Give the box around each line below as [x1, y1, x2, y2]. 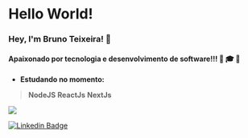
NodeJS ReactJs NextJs [27, 90, 112, 100]
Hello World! [8, 5, 93, 23]
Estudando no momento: [19, 75, 105, 84]
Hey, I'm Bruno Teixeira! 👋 [8, 34, 111, 45]
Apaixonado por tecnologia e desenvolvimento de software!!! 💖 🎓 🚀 [8, 54, 241, 63]
